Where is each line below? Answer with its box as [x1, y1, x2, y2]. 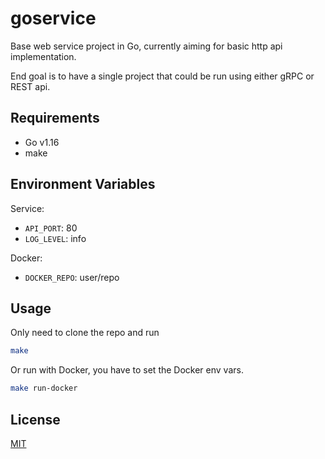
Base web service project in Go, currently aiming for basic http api [10, 40, 283, 52]
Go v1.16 [24, 136, 60, 148]
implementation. [10, 50, 77, 62]
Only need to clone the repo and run [10, 327, 160, 339]
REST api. [10, 80, 51, 92]
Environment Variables [10, 176, 156, 193]
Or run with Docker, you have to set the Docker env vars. [10, 364, 244, 376]
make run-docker [10, 383, 78, 394]
